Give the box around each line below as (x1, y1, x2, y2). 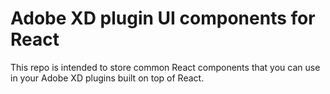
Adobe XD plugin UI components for (10, 7, 316, 30)
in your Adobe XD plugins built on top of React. (10, 72, 205, 84)
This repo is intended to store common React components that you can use (10, 61, 321, 73)
